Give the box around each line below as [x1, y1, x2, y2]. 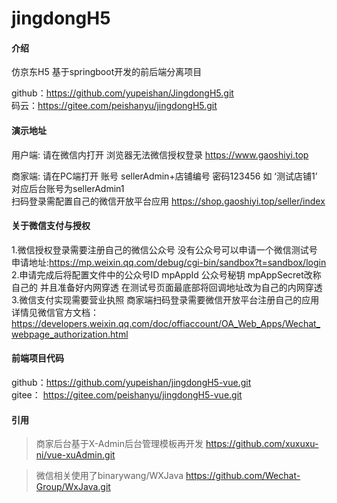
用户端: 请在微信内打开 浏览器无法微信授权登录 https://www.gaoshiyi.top [11, 148, 309, 161]
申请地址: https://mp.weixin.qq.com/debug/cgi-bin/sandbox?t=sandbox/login [11, 256, 327, 268]
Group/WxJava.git [35, 481, 111, 493]
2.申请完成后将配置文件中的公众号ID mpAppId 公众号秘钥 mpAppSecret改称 [11, 268, 322, 281]
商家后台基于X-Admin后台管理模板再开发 [35, 438, 204, 450]
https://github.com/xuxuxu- [205, 438, 319, 450]
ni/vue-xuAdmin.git [35, 449, 116, 461]
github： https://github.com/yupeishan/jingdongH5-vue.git [11, 377, 252, 388]
